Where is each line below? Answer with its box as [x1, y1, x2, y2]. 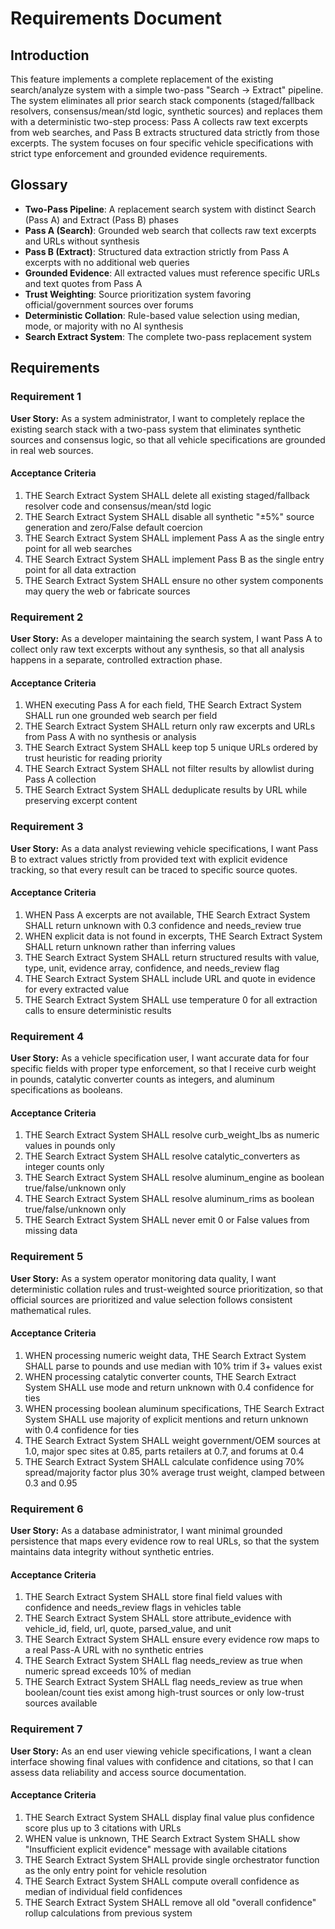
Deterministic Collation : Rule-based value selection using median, [24, 309, 301, 321]
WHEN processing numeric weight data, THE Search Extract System [24, 1349, 307, 1361]
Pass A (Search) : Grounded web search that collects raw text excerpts [24, 224, 317, 236]
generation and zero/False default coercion [24, 521, 203, 533]
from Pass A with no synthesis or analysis [24, 731, 197, 743]
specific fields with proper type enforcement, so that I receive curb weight [10, 1063, 317, 1074]
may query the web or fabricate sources [24, 585, 191, 597]
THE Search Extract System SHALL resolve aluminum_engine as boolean [24, 1172, 325, 1184]
